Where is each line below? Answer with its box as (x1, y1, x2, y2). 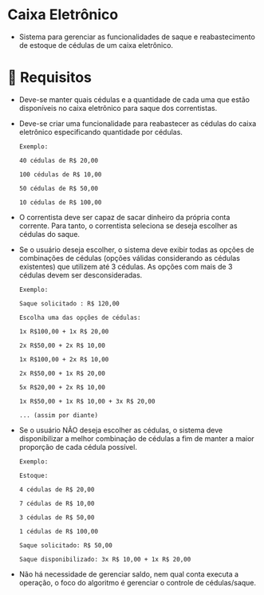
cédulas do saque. (18, 229, 81, 238)
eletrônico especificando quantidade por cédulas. (18, 127, 183, 136)
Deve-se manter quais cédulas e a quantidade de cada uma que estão (18, 94, 250, 104)
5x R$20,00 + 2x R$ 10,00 (18, 383, 105, 392)
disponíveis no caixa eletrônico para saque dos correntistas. (18, 103, 218, 112)
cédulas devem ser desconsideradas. (18, 270, 143, 280)
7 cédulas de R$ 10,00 (18, 499, 95, 507)
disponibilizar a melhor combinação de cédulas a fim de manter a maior (18, 433, 254, 443)
